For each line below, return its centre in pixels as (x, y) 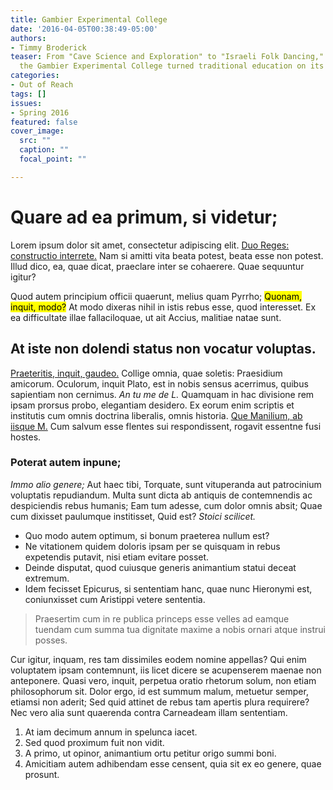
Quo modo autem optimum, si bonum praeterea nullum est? (147, 535)
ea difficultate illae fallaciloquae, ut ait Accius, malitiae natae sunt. (146, 317)
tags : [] (28, 94)
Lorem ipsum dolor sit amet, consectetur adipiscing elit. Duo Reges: (150, 245)
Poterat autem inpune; (66, 463)
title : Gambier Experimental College (89, 19)
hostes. (26, 437)
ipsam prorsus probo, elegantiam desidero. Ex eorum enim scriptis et (152, 405)
